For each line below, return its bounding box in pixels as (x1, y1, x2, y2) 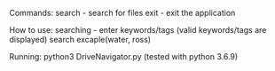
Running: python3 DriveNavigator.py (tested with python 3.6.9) (9, 51, 239, 61)
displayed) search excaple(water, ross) (9, 35, 152, 44)
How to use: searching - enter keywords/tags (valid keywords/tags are (9, 25, 267, 35)
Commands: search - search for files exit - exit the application (9, 8, 236, 18)
